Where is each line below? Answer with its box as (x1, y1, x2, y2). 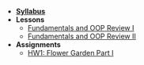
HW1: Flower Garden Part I (27, 49, 114, 57)
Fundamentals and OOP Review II (27, 31, 137, 41)
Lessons (15, 15, 45, 24)
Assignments (15, 40, 61, 49)
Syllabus (15, 7, 46, 16)
